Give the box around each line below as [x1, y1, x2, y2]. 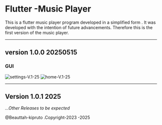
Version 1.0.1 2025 [5, 93, 61, 101]
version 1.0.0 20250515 [5, 48, 78, 57]
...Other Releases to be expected [5, 105, 70, 111]
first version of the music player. [5, 30, 69, 35]
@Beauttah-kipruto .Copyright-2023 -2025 [5, 115, 90, 121]
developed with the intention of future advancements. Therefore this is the [5, 24, 153, 30]
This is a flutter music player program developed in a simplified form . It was [5, 19, 156, 25]
